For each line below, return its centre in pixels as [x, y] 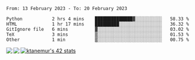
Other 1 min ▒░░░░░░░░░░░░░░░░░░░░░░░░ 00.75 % [97, 40]
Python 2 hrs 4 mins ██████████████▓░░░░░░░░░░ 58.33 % [97, 19]
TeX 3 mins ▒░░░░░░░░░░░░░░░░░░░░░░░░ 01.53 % [97, 34]
